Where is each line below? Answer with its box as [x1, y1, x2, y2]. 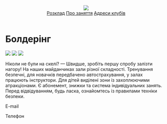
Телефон [5, 113, 25, 119]
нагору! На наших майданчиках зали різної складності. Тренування [5, 66, 153, 72]
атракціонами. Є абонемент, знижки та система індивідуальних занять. [5, 82, 162, 88]
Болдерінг [5, 33, 51, 45]
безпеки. [5, 93, 25, 99]
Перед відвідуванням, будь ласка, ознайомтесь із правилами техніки [5, 88, 157, 94]
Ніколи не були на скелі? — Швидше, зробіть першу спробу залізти [5, 61, 153, 67]
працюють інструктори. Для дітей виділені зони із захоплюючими [5, 77, 150, 83]
